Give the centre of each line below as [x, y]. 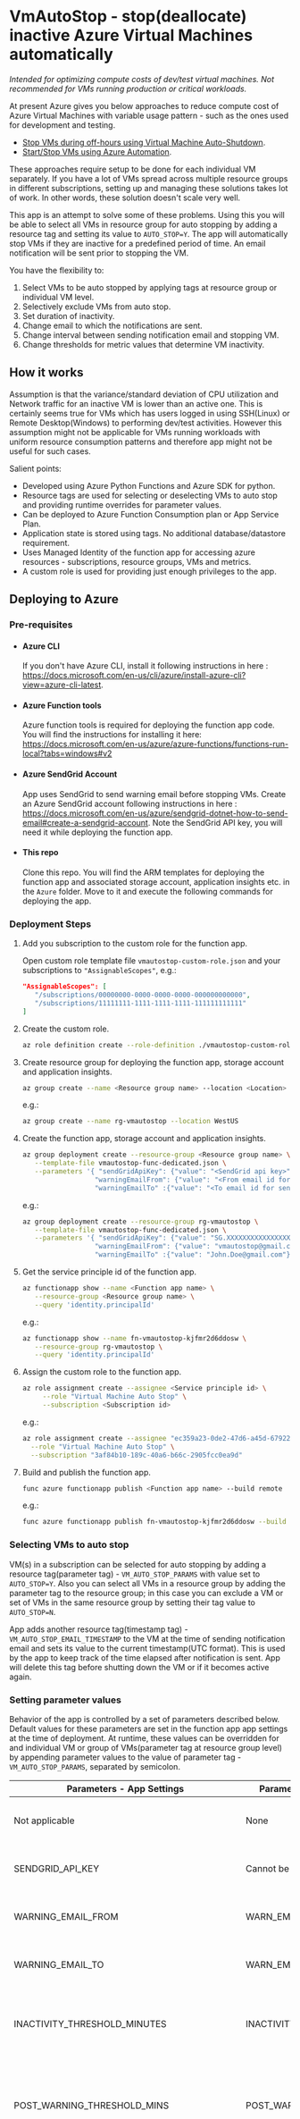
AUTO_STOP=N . [33, 1611]
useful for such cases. [50, 451]
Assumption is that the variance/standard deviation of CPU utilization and [144, 394]
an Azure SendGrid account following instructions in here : [129, 803]
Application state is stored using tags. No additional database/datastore [154, 533]
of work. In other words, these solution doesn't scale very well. [125, 198]
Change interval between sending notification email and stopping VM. [150, 335]
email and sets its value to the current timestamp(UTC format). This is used [147, 1648]
